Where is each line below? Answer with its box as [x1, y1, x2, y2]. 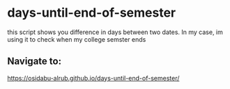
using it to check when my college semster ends [7, 35, 146, 43]
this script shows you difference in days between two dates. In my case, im [7, 28, 223, 36]
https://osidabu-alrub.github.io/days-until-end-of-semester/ [7, 74, 180, 82]
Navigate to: [7, 56, 61, 67]
